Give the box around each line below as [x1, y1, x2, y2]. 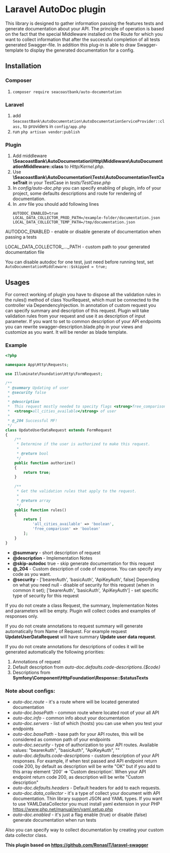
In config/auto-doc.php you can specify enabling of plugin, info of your [12, 185, 161, 191]
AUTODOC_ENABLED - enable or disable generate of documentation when [5, 229, 161, 235]
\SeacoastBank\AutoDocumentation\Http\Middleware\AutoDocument [12, 158, 163, 164]
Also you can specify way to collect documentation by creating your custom [5, 827, 164, 833]
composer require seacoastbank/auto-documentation [12, 89, 122, 95]
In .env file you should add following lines [12, 201, 99, 207]
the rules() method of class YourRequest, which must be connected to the [5, 297, 159, 303]
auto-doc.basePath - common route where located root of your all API [12, 709, 159, 715]
